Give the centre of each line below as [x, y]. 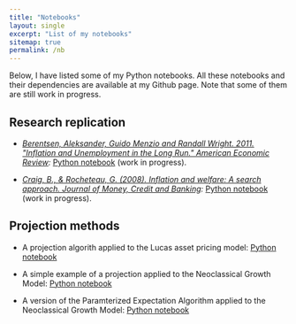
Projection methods [65, 226]
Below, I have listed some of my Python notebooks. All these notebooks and [147, 75]
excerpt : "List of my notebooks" [71, 34]
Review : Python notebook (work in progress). [104, 162]
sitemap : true [35, 42]
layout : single [37, 26]
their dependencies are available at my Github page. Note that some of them [148, 85]
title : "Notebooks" [45, 17]
